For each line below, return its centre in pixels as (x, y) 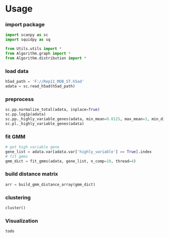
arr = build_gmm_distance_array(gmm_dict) (50, 185)
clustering (18, 197)
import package (25, 25)
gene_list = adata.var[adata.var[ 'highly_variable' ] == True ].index (78, 152)
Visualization (22, 221)
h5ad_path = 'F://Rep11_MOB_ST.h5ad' (45, 82)
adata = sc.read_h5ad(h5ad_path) (40, 86)
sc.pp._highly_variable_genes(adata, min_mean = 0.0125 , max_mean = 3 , (77, 119)
